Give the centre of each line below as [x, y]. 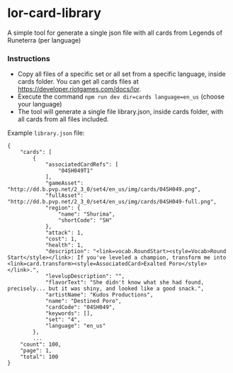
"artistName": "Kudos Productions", [99, 295]
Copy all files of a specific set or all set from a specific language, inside [121, 74]
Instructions [29, 58]
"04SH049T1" [75, 171]
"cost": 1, [61, 239]
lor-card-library [54, 13]
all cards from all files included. [63, 119]
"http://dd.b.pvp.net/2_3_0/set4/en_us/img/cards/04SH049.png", [104, 189]
